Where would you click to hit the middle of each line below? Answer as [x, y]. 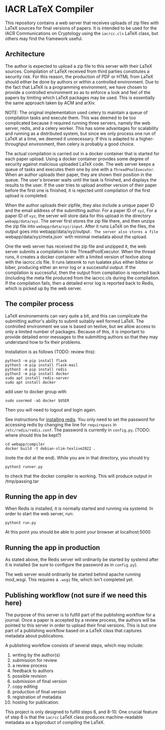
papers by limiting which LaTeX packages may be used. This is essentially [80, 97]
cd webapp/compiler [25, 444]
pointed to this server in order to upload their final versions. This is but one [81, 625]
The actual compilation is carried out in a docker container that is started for [82, 153]
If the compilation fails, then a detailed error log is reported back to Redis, [80, 283]
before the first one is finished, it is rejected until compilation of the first [78, 190]
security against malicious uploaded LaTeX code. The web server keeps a [80, 164]
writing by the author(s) [36, 655]
